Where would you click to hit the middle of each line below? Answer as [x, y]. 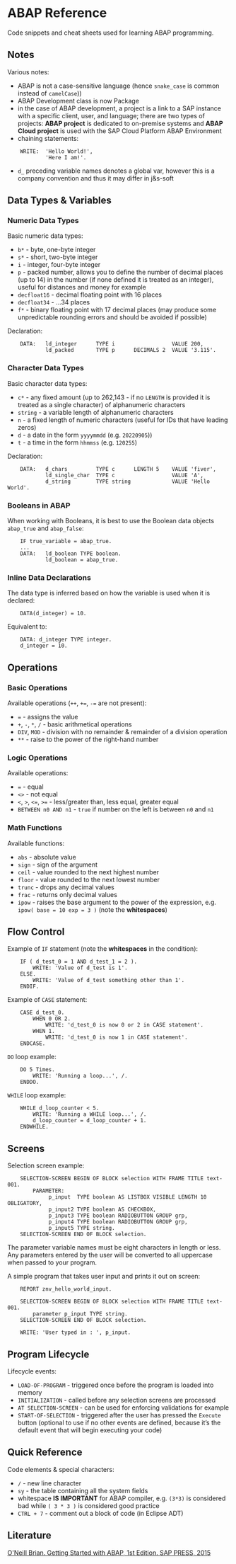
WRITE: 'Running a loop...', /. [81, 1076]
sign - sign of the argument [57, 864]
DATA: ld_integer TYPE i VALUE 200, [112, 344]
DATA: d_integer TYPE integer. [66, 640]
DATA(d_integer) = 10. [53, 614]
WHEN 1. [44, 1032]
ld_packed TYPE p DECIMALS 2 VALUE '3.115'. [131, 350]
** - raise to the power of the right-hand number [88, 740]
